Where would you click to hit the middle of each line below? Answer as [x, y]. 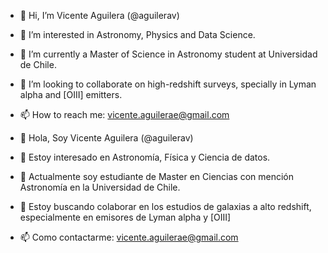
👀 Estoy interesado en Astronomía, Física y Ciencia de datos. [145, 157]
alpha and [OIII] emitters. [71, 94]
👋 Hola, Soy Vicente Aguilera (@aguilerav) [106, 138]
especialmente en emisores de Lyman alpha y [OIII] [125, 217]
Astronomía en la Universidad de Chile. [100, 187]
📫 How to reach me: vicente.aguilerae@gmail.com [124, 114]
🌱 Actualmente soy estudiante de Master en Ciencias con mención [157, 176]
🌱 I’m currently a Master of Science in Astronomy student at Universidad [168, 54]
